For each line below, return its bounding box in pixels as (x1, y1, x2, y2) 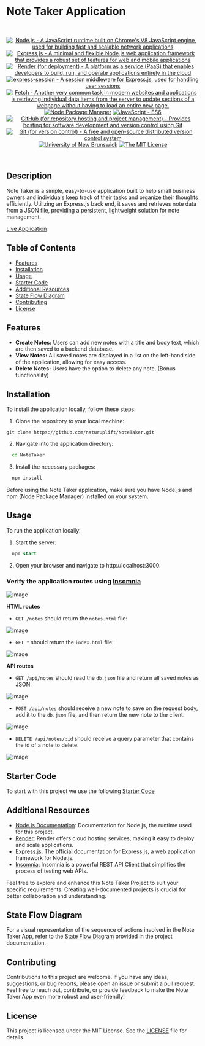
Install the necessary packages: (15, 463, 96, 470)
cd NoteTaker (12, 452, 45, 458)
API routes (6, 662, 34, 669)
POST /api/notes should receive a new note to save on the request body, (15, 704, 198, 712)
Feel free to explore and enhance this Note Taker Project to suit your (6, 879, 179, 886)
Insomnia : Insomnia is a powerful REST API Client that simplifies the (15, 861, 186, 868)
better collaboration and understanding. (6, 892, 107, 899)
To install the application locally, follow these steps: (6, 405, 136, 413)
